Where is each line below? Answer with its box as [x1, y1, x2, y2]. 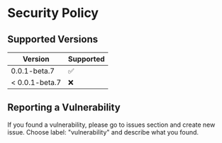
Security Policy [7, 5, 99, 21]
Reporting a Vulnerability [7, 101, 121, 114]
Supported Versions [7, 33, 98, 45]
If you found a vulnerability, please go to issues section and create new [7, 120, 216, 129]
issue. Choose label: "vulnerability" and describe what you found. [7, 127, 199, 136]
